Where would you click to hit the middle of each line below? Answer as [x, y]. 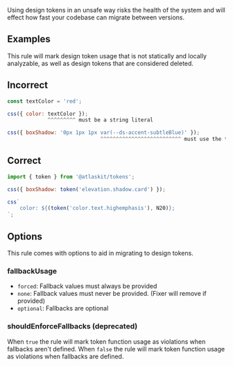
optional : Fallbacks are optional [63, 308]
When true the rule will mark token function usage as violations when [106, 341]
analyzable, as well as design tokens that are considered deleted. [101, 63]
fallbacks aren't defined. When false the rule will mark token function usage [116, 349]
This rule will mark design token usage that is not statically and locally [107, 56]
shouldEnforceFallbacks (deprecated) [72, 326]
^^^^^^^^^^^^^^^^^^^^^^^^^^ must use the [161, 139]
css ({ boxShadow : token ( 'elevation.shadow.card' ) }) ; [87, 189]
